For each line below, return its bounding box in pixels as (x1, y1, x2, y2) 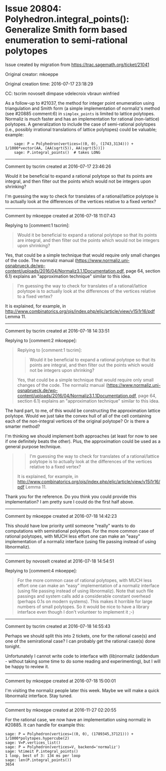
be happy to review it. (5, 663, 49, 669)
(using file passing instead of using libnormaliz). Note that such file (17, 588, 154, 594)
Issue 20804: (5, 3, 62, 14)
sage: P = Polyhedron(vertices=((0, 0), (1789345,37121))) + (5, 731, 134, 736)
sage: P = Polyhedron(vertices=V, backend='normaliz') (5, 744, 121, 750)
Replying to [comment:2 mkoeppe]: (5, 337, 77, 343)
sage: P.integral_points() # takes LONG (14, 150, 100, 155)
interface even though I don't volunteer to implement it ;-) (17, 609, 134, 615)
